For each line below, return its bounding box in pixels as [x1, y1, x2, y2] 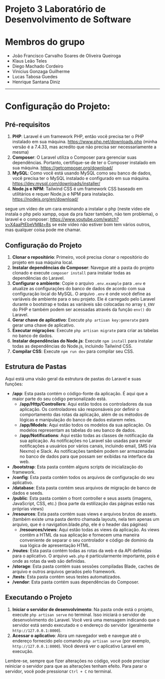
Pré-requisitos [5, 120, 51, 129]
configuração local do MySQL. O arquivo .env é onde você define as [12, 291, 151, 297]
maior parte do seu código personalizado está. [12, 396, 107, 402]
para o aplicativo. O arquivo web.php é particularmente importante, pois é [12, 553, 160, 559]
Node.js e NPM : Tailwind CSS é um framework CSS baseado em [12, 186, 143, 192]
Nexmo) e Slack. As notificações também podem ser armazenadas [19, 448, 155, 454]
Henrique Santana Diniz [12, 79, 60, 85]
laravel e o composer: [5, 216, 49, 222]
